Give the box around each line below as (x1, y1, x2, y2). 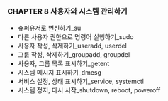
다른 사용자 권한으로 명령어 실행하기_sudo (17, 33, 134, 41)
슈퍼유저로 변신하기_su (17, 23, 82, 33)
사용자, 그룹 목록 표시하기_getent (17, 59, 110, 68)
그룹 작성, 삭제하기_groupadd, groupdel (17, 51, 130, 59)
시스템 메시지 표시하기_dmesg (17, 68, 101, 77)
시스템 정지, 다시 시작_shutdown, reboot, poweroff (17, 86, 161, 95)
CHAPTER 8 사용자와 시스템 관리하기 (7, 6, 128, 16)
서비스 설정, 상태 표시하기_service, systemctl (17, 77, 144, 86)
